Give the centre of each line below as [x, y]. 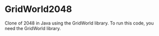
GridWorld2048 [38, 9]
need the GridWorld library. [33, 28]
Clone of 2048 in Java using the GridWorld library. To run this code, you [79, 23]
